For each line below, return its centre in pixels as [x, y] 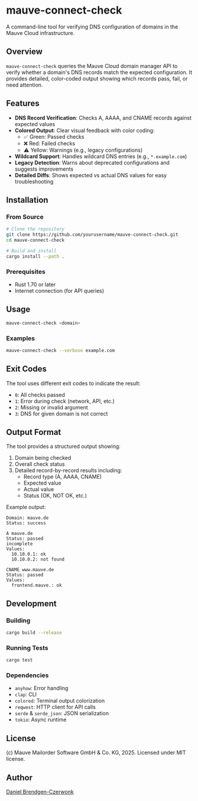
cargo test [20, 660]
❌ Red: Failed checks [49, 143]
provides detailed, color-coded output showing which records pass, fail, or [97, 78]
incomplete [20, 544]
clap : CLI [26, 694]
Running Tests [27, 648]
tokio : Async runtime [40, 720]
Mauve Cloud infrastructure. [40, 33]
